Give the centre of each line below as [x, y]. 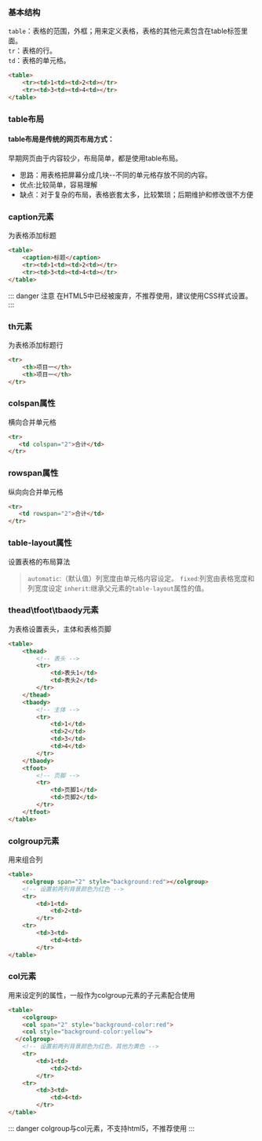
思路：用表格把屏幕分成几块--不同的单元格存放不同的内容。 [115, 175]
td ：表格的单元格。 [39, 61]
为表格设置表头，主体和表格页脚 [60, 629]
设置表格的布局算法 [39, 561]
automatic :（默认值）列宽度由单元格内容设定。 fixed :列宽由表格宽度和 [141, 578]
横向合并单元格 [32, 421]
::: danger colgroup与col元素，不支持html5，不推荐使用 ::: [101, 1128]
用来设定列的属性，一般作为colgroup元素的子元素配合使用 [102, 995]
